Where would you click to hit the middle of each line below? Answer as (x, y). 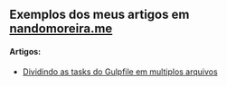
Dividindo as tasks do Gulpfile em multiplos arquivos (120, 72)
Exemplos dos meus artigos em (99, 15)
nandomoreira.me (61, 29)
